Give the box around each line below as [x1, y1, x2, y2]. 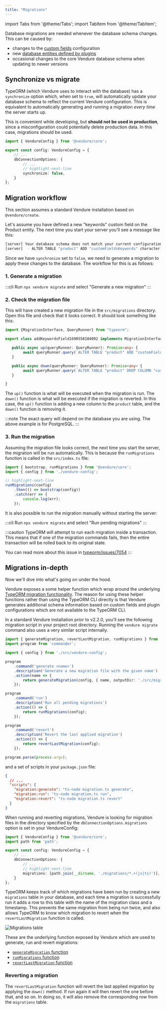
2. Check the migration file [5, 296, 70, 303]
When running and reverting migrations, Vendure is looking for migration [5, 814, 153, 820]
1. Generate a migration [5, 273, 62, 280]
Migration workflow [5, 194, 67, 202]
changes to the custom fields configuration [12, 45, 100, 51]
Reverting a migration [5, 972, 58, 979]
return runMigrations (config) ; [23, 709, 87, 714]
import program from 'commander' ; [5, 642, 77, 646]
